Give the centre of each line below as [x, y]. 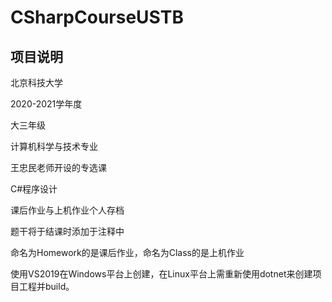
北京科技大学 [36, 82]
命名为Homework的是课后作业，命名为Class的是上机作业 [127, 252]
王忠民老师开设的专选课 [58, 167]
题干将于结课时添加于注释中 [67, 231]
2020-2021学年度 [46, 104]
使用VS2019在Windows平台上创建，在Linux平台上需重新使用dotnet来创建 [161, 274]
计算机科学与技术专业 [54, 146]
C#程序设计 [34, 189]
